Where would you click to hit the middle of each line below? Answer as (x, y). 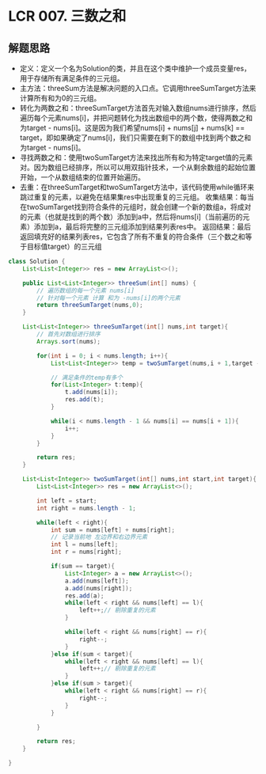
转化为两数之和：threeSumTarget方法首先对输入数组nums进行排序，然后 (138, 108)
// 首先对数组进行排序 (68, 334)
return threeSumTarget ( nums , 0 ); (90, 305)
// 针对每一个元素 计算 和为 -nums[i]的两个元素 (108, 298)
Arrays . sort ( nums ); (69, 341)
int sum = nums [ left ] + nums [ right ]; (113, 530)
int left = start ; (67, 501)
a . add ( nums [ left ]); (97, 581)
